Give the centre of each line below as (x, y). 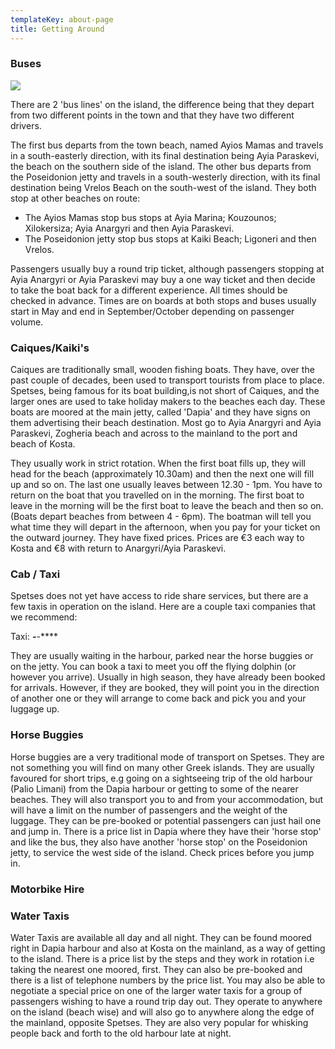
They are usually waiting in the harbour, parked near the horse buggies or (162, 656)
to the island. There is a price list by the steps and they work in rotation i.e (162, 958)
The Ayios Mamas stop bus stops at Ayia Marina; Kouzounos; (150, 217)
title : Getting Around (57, 29)
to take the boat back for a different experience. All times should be (149, 290)
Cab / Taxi (35, 574)
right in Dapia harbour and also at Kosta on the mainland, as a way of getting (168, 948)
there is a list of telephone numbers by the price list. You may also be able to (168, 980)
